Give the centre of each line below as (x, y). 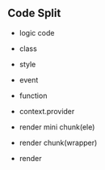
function (33, 96)
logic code (37, 32)
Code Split (34, 13)
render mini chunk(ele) (57, 127)
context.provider (47, 111)
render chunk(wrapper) (58, 142)
